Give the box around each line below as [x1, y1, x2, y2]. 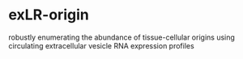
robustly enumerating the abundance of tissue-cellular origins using [8, 32, 235, 42]
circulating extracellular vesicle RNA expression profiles [8, 40, 194, 50]
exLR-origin [8, 6, 89, 24]
